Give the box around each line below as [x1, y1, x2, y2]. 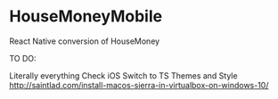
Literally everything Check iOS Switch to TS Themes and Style [9, 70, 238, 81]
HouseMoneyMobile [9, 6, 163, 27]
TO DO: [9, 53, 37, 63]
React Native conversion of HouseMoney [9, 36, 160, 46]
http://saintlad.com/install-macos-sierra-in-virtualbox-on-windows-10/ [9, 79, 269, 90]
